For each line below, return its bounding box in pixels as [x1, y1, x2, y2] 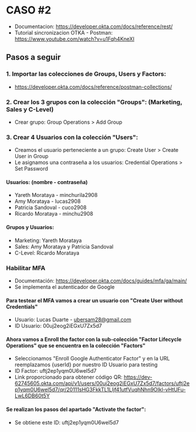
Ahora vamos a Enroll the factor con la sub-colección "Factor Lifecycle [6, 335, 182, 343]
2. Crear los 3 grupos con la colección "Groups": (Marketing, [6, 98, 183, 106]
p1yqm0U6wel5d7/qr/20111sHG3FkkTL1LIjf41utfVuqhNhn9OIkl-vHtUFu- [14, 386, 186, 393]
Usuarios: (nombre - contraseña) [6, 178, 88, 185]
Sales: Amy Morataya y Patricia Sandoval [14, 243, 114, 250]
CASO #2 [6, 4, 51, 17]
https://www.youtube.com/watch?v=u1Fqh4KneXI [14, 35, 135, 42]
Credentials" [6, 303, 38, 310]
